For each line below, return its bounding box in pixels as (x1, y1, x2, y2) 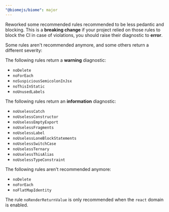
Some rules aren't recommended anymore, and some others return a (5, 41, 149, 48)
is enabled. (5, 202, 28, 208)
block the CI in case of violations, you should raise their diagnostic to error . (5, 32, 163, 38)
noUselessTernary (12, 146, 50, 152)
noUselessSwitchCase (12, 141, 56, 146)
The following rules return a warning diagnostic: (5, 57, 107, 63)
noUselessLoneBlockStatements (12, 136, 77, 141)
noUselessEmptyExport (12, 119, 58, 124)
